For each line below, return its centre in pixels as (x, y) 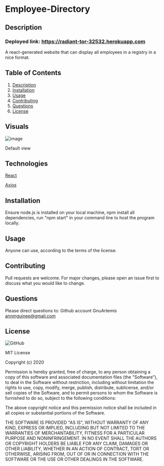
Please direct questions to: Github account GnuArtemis (61, 310)
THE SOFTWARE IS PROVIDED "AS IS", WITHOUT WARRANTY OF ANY (77, 423)
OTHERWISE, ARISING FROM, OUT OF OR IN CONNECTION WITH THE (77, 454)
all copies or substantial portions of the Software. (55, 413)
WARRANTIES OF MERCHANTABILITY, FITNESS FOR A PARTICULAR (75, 433)
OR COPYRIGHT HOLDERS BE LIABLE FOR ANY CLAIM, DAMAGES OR (77, 444)
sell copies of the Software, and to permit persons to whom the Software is (82, 393)
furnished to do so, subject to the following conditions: (61, 398)
